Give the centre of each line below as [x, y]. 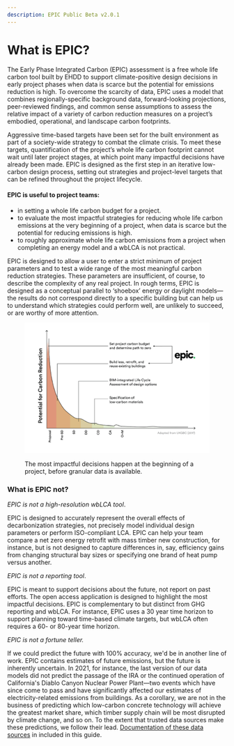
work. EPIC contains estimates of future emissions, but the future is [104, 661]
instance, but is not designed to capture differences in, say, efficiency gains [116, 547]
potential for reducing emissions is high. [75, 233]
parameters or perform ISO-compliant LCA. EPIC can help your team [105, 533]
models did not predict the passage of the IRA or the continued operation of [116, 676]
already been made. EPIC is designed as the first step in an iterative [104, 164]
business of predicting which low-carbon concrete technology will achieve [114, 705]
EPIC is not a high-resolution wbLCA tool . [67, 504]
